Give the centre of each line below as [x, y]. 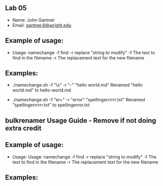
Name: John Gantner [34, 20]
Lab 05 [16, 8]
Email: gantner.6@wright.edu [42, 25]
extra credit [23, 128]
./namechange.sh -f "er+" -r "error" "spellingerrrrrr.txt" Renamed [79, 100]
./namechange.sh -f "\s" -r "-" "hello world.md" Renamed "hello [77, 85]
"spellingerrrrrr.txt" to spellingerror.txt [51, 105]
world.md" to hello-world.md [41, 90]
